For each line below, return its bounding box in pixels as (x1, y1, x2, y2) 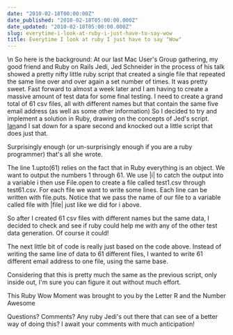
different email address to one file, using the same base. (7, 257, 168, 265)
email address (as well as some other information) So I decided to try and (7, 107, 218, 116)
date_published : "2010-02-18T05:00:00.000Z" (7, 17, 138, 24)
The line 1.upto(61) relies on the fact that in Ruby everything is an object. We (7, 164, 225, 172)
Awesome (7, 299, 36, 307)
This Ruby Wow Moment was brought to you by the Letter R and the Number (7, 292, 226, 300)
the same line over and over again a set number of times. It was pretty (7, 77, 208, 86)
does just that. (7, 130, 49, 138)
